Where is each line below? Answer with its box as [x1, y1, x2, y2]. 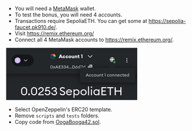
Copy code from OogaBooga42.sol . [14, 119, 101, 125]
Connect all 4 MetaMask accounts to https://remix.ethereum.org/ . [14, 36, 174, 43]
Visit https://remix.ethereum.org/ [14, 30, 94, 37]
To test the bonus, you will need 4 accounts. [14, 11, 123, 18]
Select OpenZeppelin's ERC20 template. [14, 106, 112, 113]
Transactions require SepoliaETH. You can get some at [14, 18, 147, 24]
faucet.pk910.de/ [14, 23, 56, 31]
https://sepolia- [148, 18, 186, 24]
